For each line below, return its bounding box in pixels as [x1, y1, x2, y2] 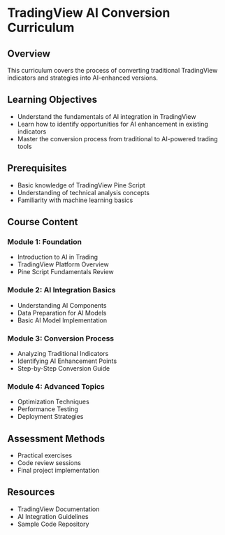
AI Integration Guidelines [17, 512, 89, 520]
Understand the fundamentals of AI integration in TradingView [17, 112, 196, 120]
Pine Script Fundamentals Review [17, 268, 114, 276]
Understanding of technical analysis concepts [17, 188, 150, 197]
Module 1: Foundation [7, 236, 82, 246]
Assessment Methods [7, 432, 106, 445]
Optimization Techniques [17, 397, 89, 406]
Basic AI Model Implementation [17, 316, 107, 324]
